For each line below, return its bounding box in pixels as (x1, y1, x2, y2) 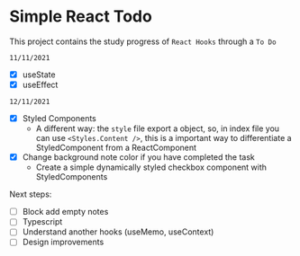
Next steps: (9, 189, 52, 199)
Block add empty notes (22, 207, 109, 217)
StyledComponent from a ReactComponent (35, 142, 196, 154)
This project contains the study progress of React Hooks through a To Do (9, 36, 277, 47)
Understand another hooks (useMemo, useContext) (22, 226, 214, 237)
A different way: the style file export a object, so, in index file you (35, 123, 280, 134)
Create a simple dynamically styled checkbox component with (35, 162, 268, 172)
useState (22, 69, 56, 80)
